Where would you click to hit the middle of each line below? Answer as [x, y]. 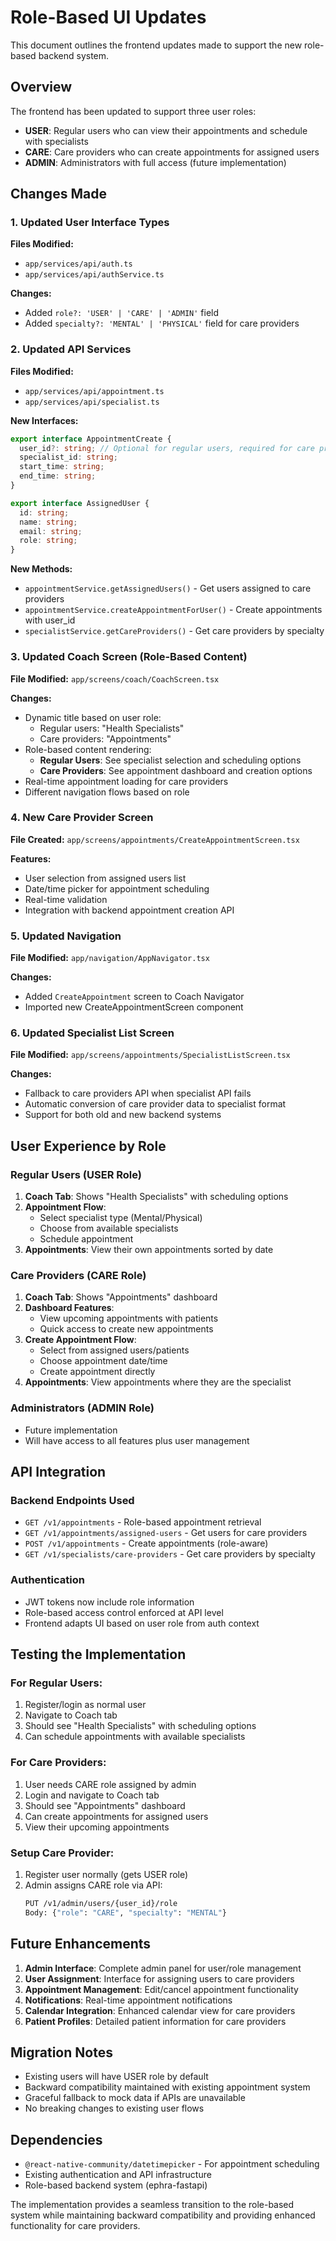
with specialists [56, 141]
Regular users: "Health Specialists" [112, 728]
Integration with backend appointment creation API [129, 910]
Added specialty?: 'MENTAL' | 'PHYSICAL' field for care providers [162, 323]
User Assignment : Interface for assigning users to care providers [159, 1978]
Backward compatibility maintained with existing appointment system [167, 2087]
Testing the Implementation [98, 1654]
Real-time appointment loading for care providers [126, 781]
